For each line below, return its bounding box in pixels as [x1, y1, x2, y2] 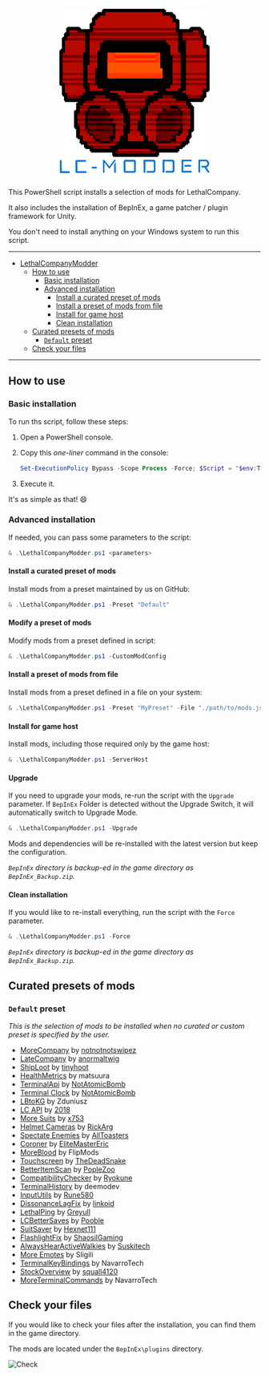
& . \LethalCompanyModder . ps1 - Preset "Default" [8, 601, 171, 609]
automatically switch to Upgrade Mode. [8, 807, 139, 818]
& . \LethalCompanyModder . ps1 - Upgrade [8, 824, 138, 832]
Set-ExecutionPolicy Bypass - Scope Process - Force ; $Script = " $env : [19, 464, 258, 472]
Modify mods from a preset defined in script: [8, 636, 156, 646]
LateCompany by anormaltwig [19, 1054, 120, 1063]
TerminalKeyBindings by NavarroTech [19, 1258, 144, 1268]
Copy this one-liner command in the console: [19, 447, 169, 457]
